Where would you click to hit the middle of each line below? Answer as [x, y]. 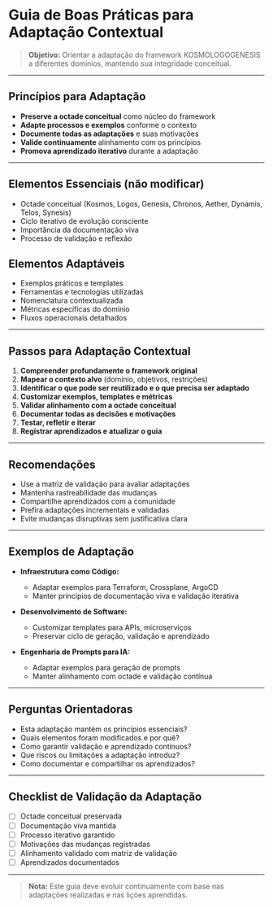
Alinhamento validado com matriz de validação [98, 853]
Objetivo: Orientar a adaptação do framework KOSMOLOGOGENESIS [144, 55]
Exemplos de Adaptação [71, 552]
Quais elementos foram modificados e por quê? [100, 737]
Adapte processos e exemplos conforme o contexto [108, 124]
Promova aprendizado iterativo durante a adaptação [109, 151]
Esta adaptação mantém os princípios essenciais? [104, 729]
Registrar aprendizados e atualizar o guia [91, 431]
